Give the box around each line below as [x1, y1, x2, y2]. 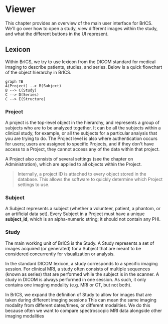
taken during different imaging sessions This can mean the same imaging [5, 297, 157, 303]
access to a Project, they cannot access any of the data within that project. [5, 146, 160, 152]
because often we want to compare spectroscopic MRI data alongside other [5, 307, 162, 313]
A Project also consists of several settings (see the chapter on [5, 156, 133, 162]
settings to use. [17, 182, 50, 188]
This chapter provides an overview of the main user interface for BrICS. [5, 20, 153, 26]
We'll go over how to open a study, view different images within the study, [5, 25, 158, 31]
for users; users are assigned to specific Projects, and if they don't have [5, 141, 154, 147]
